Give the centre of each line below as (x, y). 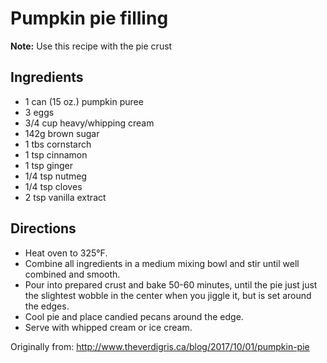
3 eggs (39, 112)
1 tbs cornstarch (58, 144)
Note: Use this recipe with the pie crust (91, 46)
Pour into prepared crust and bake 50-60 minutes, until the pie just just (171, 284)
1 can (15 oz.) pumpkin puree (84, 101)
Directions (43, 228)
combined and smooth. (72, 274)
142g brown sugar (62, 133)
